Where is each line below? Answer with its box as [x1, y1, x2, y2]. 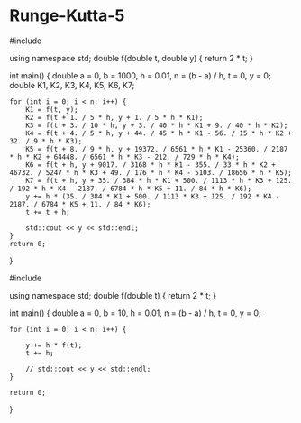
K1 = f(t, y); [25, 105, 78, 114]
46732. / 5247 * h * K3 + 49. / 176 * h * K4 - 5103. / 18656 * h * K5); [9, 168, 293, 177]
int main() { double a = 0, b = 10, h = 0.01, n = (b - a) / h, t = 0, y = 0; [9, 308, 261, 318]
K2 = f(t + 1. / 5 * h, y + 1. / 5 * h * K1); [25, 113, 204, 122]
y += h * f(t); [25, 340, 83, 350]
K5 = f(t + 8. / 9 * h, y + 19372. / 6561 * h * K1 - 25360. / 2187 [25, 144, 288, 153]
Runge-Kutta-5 [9, 5, 125, 26]
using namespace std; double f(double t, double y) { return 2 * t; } [9, 52, 254, 63]
